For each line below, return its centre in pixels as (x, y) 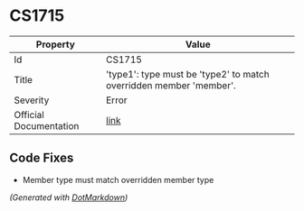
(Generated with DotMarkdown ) (69, 197)
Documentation (47, 125)
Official (29, 115)
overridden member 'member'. (171, 85)
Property (55, 44)
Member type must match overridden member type (118, 179)
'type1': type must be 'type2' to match (187, 74)
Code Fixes (42, 158)
